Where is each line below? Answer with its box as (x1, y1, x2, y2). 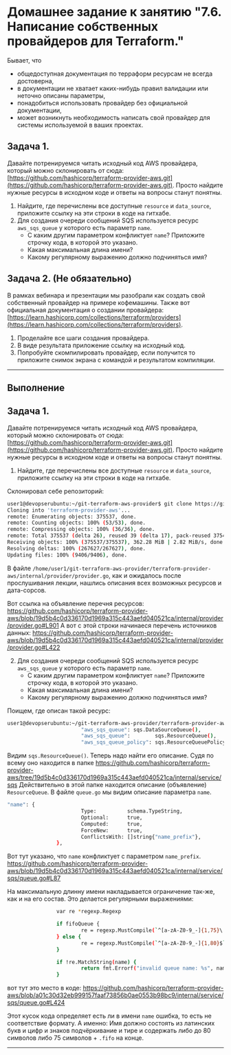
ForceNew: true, (80, 827, 143, 834)
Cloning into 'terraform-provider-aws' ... (7, 507, 131, 514)
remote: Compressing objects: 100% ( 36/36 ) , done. (7, 526, 155, 533)
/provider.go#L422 (7, 643, 60, 651)
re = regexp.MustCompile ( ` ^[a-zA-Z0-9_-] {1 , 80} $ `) (80, 939, 229, 947)
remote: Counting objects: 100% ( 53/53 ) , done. (7, 519, 146, 527)
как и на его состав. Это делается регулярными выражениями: (7, 895, 194, 903)
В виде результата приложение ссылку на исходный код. (16, 341, 186, 349)
